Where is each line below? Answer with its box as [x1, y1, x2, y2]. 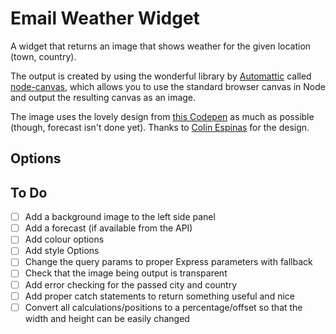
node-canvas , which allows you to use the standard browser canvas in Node [10, 80, 326, 92]
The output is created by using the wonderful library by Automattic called [10, 70, 312, 82]
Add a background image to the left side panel [24, 211, 216, 223]
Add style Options [24, 245, 100, 257]
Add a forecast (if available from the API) [24, 222, 193, 234]
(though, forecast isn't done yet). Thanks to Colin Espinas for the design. [10, 121, 310, 133]
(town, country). [10, 50, 77, 62]
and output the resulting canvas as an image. [10, 91, 197, 103]
